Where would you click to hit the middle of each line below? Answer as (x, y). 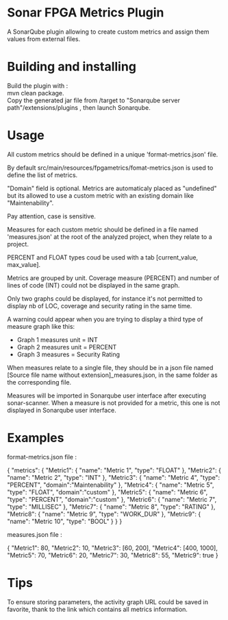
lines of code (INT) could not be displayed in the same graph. (93, 285)
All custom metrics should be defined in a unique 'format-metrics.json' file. (113, 154)
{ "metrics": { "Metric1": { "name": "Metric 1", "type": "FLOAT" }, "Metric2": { (114, 470)
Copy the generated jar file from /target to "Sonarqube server (93, 100)
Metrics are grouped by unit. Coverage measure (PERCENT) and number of (113, 278)
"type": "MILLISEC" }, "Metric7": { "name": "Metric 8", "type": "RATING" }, (111, 507)
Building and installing (72, 67)
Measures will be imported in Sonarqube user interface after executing (107, 395)
